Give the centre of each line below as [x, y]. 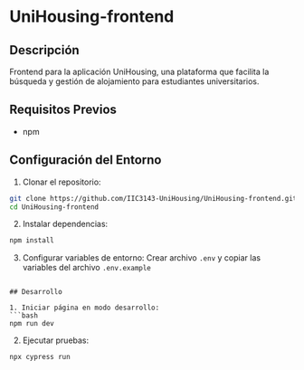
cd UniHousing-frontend [54, 207]
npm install [32, 241]
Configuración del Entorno [85, 160]
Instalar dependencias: [65, 224]
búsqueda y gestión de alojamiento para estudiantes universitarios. [134, 81]
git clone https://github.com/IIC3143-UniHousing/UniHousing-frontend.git [153, 198]
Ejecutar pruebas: [56, 340]
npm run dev [32, 324]
